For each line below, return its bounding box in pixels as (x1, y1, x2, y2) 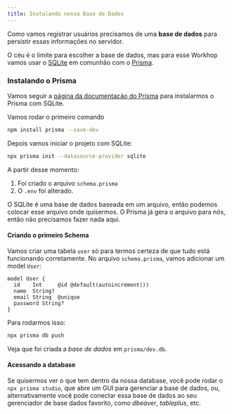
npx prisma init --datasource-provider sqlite (7, 153, 146, 160)
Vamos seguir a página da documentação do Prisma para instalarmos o (7, 91, 214, 100)
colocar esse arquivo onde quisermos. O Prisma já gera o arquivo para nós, (7, 207, 226, 216)
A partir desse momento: (7, 165, 79, 174)
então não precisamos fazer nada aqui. (7, 215, 121, 224)
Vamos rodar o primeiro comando (7, 112, 105, 121)
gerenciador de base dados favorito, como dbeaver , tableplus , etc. (7, 399, 202, 407)
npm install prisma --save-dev (7, 126, 99, 134)
